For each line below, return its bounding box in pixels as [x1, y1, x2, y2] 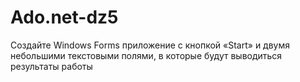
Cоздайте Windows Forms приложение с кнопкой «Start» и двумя [10, 39, 291, 51]
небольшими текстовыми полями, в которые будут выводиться [10, 49, 283, 61]
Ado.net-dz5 [10, 6, 119, 29]
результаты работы [10, 60, 93, 72]
